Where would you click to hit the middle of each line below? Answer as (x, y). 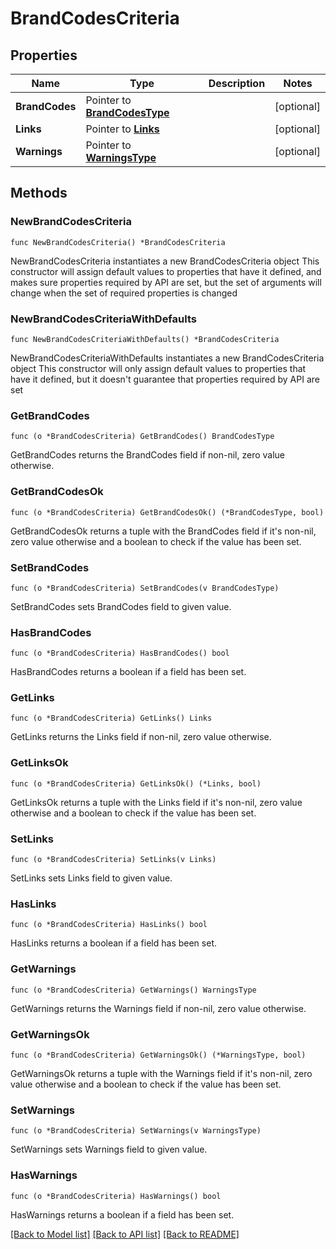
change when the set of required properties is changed (124, 293)
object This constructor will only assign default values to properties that (158, 368)
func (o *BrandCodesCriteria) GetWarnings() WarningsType (133, 990)
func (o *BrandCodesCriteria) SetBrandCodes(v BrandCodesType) (145, 588)
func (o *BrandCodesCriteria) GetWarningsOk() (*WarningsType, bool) (158, 1055)
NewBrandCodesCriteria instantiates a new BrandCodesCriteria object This (165, 261)
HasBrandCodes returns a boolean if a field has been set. (128, 672)
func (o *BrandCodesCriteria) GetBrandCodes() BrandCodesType (142, 437)
